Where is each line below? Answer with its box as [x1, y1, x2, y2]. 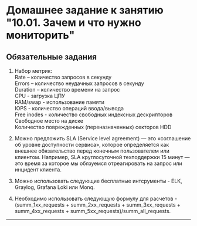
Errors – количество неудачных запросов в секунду [14, 80, 145, 87]
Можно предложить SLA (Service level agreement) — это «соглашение [14, 135, 191, 141]
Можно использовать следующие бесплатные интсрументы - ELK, [14, 177, 183, 184]
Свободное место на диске [14, 117, 84, 124]
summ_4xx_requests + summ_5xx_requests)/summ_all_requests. [14, 208, 171, 214]
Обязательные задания [6, 52, 97, 62]
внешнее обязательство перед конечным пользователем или [14, 147, 170, 154]
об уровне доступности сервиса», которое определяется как [14, 141, 169, 148]
